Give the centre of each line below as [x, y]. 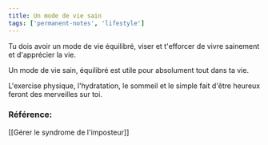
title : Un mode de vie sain [55, 16]
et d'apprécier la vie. [42, 54]
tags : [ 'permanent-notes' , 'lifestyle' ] [77, 23]
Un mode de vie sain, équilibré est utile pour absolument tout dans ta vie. [129, 70]
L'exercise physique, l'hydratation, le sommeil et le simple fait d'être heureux [134, 86]
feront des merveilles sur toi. [55, 94]
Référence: [30, 115]
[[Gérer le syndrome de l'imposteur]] [69, 132]
